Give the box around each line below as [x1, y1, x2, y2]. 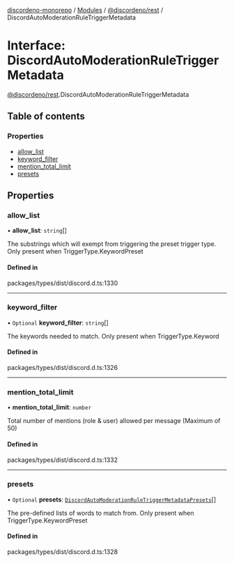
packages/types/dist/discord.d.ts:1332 [7, 456, 118, 464]
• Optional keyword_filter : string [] [7, 318, 109, 327]
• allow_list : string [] [7, 226, 68, 235]
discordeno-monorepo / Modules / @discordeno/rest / [7, 6, 164, 14]
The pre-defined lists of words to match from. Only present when [7, 509, 194, 517]
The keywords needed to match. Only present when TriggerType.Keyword [7, 332, 219, 340]
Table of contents [7, 111, 85, 123]
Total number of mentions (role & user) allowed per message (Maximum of [7, 417, 221, 425]
